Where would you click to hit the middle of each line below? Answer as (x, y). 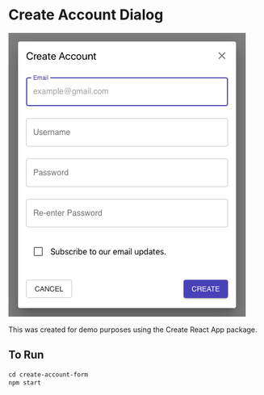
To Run (26, 355)
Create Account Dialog (86, 15)
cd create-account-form (48, 374)
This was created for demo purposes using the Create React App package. (133, 330)
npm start (25, 382)
